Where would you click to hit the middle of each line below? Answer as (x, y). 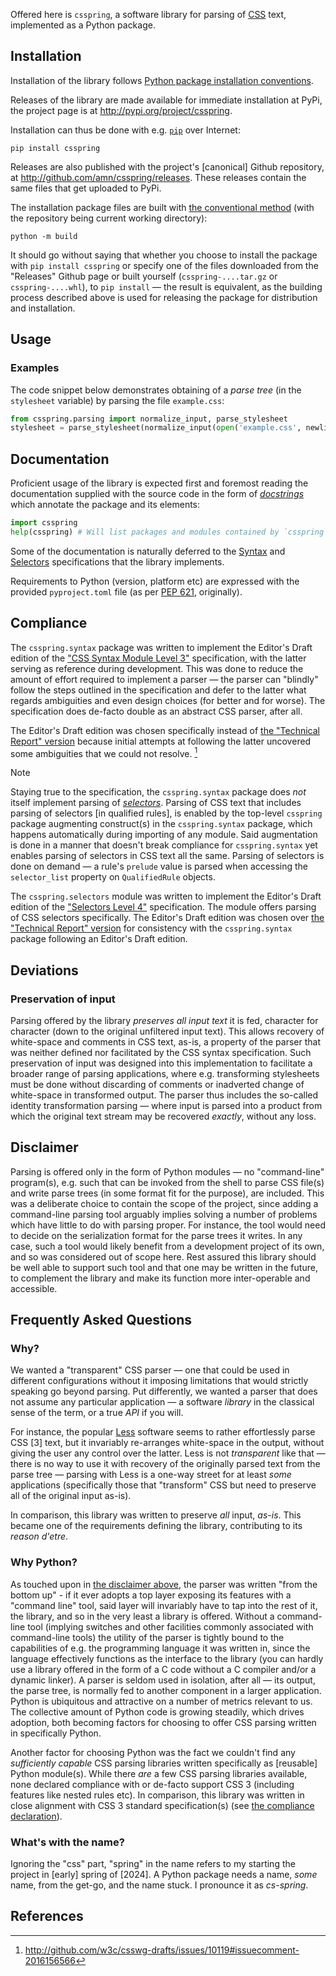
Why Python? (44, 1562)
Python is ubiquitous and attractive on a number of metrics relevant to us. (161, 1701)
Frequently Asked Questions (101, 1320)
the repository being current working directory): (109, 218)
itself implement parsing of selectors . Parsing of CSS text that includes (156, 803)
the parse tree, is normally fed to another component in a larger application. (166, 1690)
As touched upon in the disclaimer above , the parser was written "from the (164, 1584)
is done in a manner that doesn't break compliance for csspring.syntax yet (164, 845)
